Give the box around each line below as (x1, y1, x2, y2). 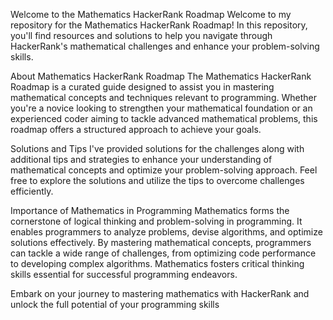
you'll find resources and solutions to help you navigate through (10, 30, 273, 41)
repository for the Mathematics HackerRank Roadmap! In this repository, (10, 19, 308, 31)
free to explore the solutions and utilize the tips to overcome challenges (10, 175, 305, 186)
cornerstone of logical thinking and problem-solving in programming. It (10, 215, 303, 227)
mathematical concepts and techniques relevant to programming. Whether (10, 92, 317, 103)
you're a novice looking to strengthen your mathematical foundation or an (10, 102, 313, 114)
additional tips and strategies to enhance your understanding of (10, 154, 273, 165)
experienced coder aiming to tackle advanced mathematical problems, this (10, 113, 318, 124)
